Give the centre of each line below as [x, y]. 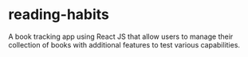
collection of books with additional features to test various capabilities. [124, 44]
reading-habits [59, 15]
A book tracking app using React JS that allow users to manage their [121, 36]
